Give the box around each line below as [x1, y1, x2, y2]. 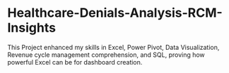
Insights [7, 20, 57, 36]
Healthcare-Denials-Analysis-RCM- [7, 5, 223, 21]
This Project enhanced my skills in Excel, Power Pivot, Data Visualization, [7, 43, 220, 51]
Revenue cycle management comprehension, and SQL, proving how [7, 51, 205, 59]
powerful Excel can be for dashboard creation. [7, 58, 143, 66]
